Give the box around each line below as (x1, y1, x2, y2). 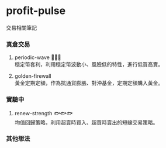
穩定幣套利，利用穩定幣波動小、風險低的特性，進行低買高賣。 (14, 61, 164, 68)
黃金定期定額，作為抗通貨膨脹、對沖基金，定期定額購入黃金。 (14, 80, 164, 87)
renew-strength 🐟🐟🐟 (14, 109, 73, 116)
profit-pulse (6, 4, 66, 18)
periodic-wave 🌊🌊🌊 (14, 54, 61, 61)
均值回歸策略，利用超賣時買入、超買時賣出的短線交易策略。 (14, 119, 158, 126)
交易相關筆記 (6, 24, 37, 31)
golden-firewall (14, 73, 51, 80)
